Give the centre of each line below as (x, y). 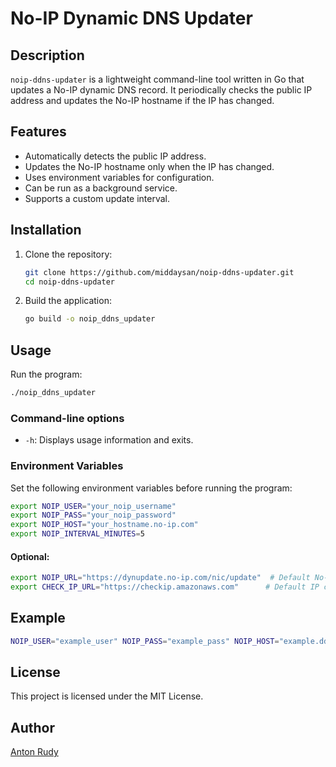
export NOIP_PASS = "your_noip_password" (93, 515)
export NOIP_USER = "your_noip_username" (93, 506)
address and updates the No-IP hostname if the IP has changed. (142, 100)
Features (38, 132)
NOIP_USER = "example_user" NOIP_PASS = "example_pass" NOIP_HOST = (145, 641)
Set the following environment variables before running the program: (151, 488)
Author (32, 727)
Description (47, 55)
